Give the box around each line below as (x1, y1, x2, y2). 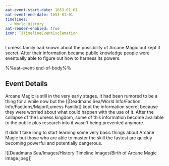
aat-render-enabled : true (5, 26, 60, 31)
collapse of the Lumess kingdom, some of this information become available (5, 114, 164, 120)
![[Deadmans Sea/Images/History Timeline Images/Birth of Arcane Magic (5, 149, 157, 156)
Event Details (5, 79, 48, 88)
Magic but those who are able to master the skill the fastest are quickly (5, 134, 152, 141)
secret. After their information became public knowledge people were (5, 50, 150, 56)
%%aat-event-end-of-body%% (5, 65, 72, 71)
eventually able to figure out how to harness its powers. (5, 55, 121, 61)
